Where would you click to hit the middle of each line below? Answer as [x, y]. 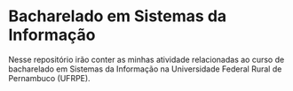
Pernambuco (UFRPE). [49, 78]
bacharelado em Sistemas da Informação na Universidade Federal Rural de [145, 69]
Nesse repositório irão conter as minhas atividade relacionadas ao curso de [146, 59]
